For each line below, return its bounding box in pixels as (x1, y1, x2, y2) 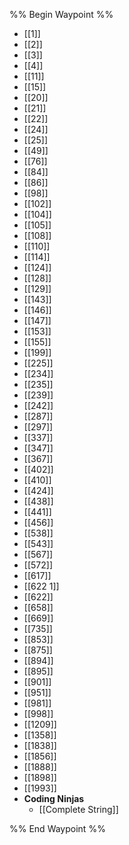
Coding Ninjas (23, 793, 85, 804)
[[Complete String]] (38, 804, 119, 815)
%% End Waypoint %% (9, 823, 106, 834)
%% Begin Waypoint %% (9, 9, 114, 20)
